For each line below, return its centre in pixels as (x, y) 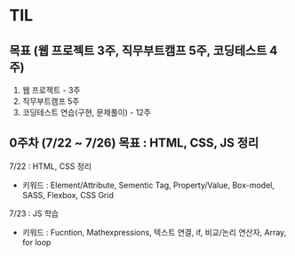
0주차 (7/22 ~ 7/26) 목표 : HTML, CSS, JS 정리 (134, 143)
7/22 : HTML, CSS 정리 (50, 166)
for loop (36, 242)
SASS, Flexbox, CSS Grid (68, 195)
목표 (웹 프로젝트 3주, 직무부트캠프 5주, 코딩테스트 (138, 50)
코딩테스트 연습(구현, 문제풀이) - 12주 (86, 112)
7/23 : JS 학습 (34, 213)
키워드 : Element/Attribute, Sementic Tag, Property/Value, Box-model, (148, 185)
